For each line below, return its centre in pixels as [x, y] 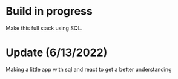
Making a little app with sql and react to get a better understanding [89, 69]
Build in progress [49, 11]
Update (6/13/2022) [57, 53]
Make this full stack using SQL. [44, 28]
